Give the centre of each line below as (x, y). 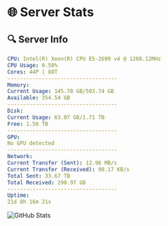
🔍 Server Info (38, 39)
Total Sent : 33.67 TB (39, 176)
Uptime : (19, 196)
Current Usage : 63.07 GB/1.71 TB (56, 117)
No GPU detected (31, 143)
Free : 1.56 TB (28, 124)
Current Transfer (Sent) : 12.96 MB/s (62, 163)
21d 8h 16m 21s (29, 202)
